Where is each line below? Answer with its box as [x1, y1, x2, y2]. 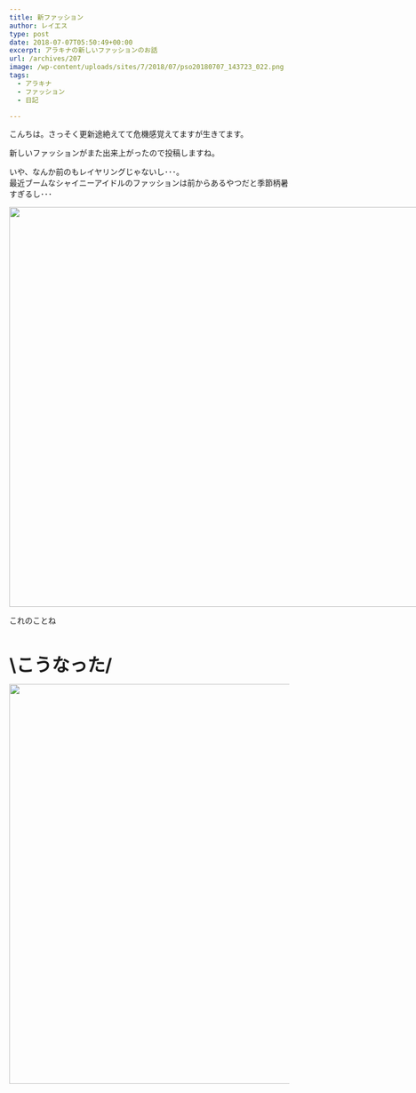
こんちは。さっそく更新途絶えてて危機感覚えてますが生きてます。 [9, 129, 249, 140]
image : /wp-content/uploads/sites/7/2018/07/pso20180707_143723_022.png [9, 63, 284, 72]
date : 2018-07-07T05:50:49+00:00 [9, 37, 133, 47]
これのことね [9, 615, 56, 626]
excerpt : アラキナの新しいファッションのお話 [9, 46, 158, 55]
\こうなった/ [9, 654, 113, 676]
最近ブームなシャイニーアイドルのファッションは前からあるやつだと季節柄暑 [9, 178, 289, 188]
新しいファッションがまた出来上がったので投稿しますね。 [9, 148, 220, 158]
